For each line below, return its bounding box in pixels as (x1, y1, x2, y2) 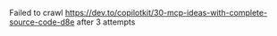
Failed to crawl (9, 8, 63, 18)
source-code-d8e (9, 17, 75, 27)
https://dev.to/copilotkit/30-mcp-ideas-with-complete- (64, 8, 268, 18)
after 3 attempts (76, 17, 136, 27)
